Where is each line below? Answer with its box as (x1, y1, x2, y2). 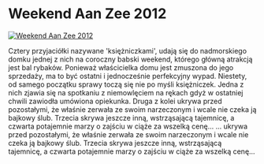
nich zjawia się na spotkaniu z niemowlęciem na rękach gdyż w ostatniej (8, 88, 244, 97)
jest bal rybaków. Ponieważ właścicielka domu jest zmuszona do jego (8, 62, 234, 72)
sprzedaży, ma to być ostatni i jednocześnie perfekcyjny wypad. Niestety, (8, 71, 247, 80)
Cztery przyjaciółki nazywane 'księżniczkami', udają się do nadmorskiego (8, 46, 247, 55)
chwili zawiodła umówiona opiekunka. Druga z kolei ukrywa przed (8, 96, 222, 106)
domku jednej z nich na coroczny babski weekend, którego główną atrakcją (8, 54, 253, 64)
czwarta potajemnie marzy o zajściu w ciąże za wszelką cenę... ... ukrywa (8, 121, 248, 131)
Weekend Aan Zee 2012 (8, 5, 167, 23)
